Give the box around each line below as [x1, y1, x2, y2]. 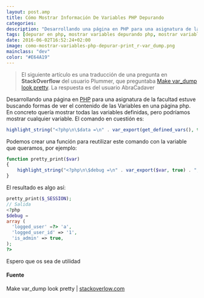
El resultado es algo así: [6, 184, 66, 191]
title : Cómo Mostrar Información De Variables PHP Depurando [6, 15, 165, 21]
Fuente [6, 271, 24, 279]
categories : [6, 20, 36, 26]
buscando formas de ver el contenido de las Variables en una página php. [6, 102, 191, 109]
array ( [6, 218, 26, 224]
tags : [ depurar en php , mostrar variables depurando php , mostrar [6, 32, 178, 38]
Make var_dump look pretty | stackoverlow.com [6, 285, 125, 292]
